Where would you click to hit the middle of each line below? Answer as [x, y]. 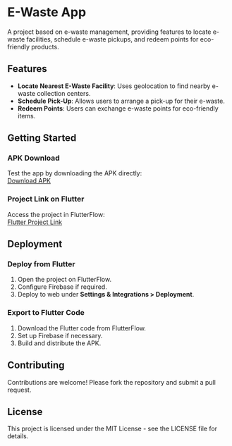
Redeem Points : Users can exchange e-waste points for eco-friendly [118, 108]
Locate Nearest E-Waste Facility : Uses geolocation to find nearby [114, 86]
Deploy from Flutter [41, 264]
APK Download [33, 158]
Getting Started [42, 138]
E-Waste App [47, 12]
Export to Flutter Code [46, 313]
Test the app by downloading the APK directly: [75, 173]
